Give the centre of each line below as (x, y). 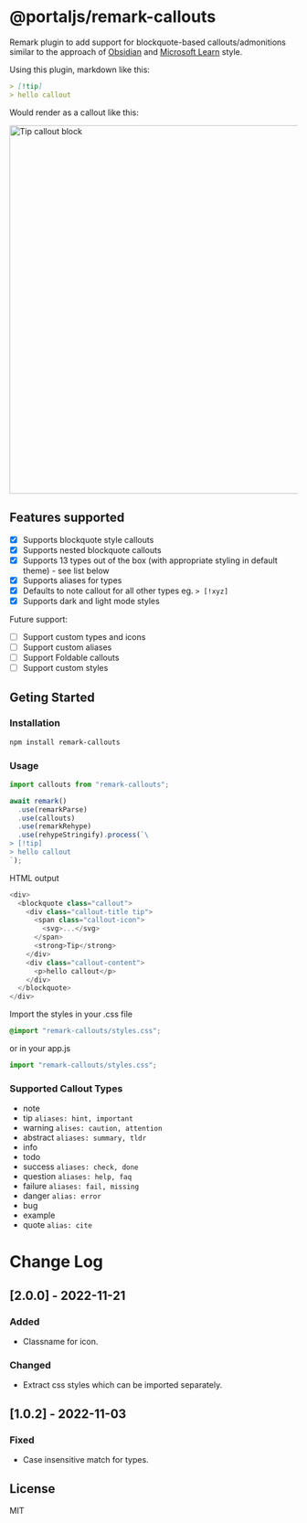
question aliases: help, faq (77, 1177)
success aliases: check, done (80, 1166)
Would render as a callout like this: (74, 112)
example (39, 1215)
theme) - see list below (66, 570)
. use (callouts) (47, 818)
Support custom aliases (67, 647)
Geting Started (52, 697)
